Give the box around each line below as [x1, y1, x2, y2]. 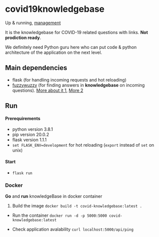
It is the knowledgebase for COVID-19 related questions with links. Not [5, 29, 148, 35]
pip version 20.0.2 [12, 132, 49, 138]
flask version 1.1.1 [12, 137, 47, 143]
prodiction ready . [5, 35, 41, 40]
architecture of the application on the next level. [5, 49, 102, 55]
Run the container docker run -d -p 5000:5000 [12, 212, 107, 218]
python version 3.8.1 [12, 126, 53, 132]
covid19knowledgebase [5, 3, 105, 15]
